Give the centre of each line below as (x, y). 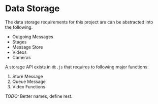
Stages (19, 42)
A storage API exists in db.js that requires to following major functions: (77, 67)
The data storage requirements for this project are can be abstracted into (79, 22)
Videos (19, 52)
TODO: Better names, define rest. (39, 96)
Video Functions (29, 86)
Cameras (21, 57)
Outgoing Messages (32, 37)
